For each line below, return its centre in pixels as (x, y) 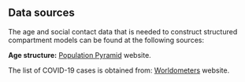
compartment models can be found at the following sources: (106, 40)
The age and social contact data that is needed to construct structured (123, 31)
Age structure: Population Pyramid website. (80, 55)
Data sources (41, 13)
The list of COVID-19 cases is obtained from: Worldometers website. (119, 70)
